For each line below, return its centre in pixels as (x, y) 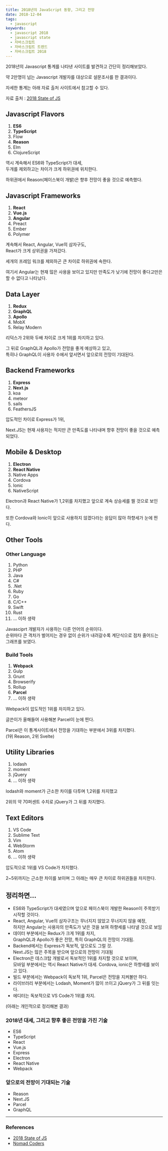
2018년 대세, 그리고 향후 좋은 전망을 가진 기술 (57, 1020)
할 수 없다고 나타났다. (26, 278)
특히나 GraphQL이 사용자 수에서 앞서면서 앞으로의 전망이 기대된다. (70, 354)
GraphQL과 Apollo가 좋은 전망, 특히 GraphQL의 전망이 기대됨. (74, 939)
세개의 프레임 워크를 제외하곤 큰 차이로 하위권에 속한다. (59, 261)
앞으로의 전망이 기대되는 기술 (38, 1083)
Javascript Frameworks (43, 196)
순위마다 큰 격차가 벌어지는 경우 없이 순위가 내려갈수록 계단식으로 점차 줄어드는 (82, 635)
